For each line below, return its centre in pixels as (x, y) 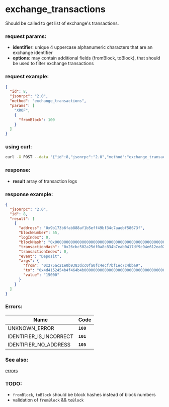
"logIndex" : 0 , (34, 238)
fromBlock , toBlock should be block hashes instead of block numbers (84, 395)
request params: (26, 36)
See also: (17, 360)
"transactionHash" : (39, 247)
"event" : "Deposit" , (40, 256)
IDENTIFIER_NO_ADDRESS (39, 344)
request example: (27, 77)
